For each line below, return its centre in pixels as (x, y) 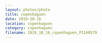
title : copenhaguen (25, 14)
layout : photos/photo (28, 10)
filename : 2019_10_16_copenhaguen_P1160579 (51, 33)
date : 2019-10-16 (23, 19)
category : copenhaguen (29, 28)
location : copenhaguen (29, 23)
